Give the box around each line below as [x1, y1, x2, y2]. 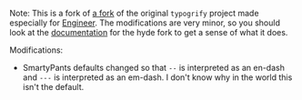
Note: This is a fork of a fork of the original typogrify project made [9, 8, 259, 18]
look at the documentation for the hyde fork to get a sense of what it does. [9, 27, 288, 37]
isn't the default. [22, 82, 85, 92]
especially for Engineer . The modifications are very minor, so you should [9, 17, 280, 28]
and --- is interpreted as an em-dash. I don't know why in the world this [22, 72, 293, 83]
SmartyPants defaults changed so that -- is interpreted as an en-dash [22, 63, 285, 73]
